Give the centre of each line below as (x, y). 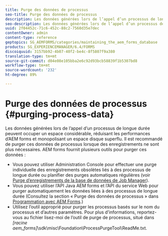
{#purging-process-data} (59, 115)
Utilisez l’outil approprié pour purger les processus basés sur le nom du (86, 207)
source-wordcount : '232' (31, 70)
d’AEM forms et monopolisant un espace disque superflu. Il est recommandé (84, 139)
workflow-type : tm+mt (28, 65)
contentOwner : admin (27, 33)
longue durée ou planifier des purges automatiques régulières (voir (81, 175)
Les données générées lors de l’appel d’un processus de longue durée (77, 128)
